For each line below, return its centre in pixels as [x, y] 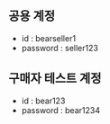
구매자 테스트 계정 [55, 79]
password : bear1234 [61, 110]
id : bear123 [43, 101]
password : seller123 [60, 48]
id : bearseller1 [49, 38]
